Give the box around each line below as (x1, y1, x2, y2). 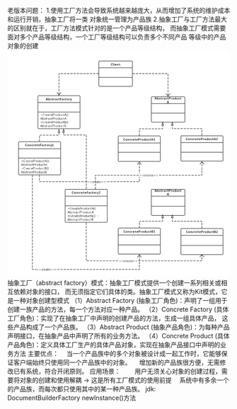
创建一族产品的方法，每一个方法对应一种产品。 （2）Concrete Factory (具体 (7, 305, 229, 313)
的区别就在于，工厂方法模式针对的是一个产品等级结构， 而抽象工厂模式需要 (7, 24, 226, 32)
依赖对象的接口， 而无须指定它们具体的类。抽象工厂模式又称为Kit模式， (13, 287, 221, 296)
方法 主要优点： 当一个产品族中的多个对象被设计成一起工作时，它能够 (13, 350, 221, 358)
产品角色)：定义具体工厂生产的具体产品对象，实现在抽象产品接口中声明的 (7, 340, 221, 349)
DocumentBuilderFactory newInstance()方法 (7, 393, 137, 402)
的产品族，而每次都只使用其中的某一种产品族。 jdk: (7, 385, 156, 393)
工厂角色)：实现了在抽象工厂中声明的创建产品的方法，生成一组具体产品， (7, 314, 221, 323)
